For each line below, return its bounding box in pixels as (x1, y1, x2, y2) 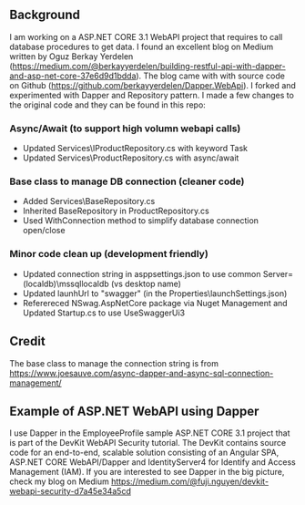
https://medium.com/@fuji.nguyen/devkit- (110, 476, 269, 487)
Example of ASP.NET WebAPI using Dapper (9, 403, 259, 418)
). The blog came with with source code (136, 70, 285, 81)
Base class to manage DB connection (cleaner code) (9, 175, 245, 188)
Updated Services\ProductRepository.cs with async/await (22, 152, 239, 163)
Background (9, 7, 80, 23)
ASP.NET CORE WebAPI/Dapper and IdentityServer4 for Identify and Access (9, 457, 296, 468)
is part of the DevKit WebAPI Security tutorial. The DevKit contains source (9, 438, 287, 448)
